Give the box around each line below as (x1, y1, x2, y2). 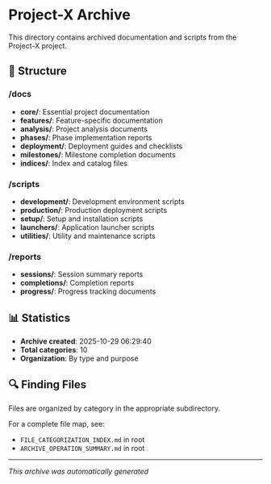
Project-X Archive (8, 6, 131, 24)
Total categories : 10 (19, 345, 88, 355)
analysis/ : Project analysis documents (19, 123, 148, 134)
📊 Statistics (8, 311, 71, 324)
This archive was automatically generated (8, 466, 149, 476)
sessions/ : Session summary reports (19, 269, 144, 279)
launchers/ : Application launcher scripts (19, 222, 155, 232)
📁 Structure (8, 65, 67, 78)
